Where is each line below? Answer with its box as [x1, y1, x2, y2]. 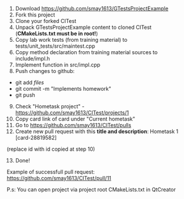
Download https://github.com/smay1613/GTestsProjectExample [15, 5, 169, 12]
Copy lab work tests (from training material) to [15, 37, 127, 43]
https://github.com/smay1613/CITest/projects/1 [15, 109, 129, 116]
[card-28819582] [15, 134, 57, 141]
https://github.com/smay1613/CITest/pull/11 [6, 175, 111, 181]
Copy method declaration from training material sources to [15, 49, 158, 55]
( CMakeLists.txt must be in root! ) [15, 30, 98, 37]
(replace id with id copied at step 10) [6, 145, 96, 152]
